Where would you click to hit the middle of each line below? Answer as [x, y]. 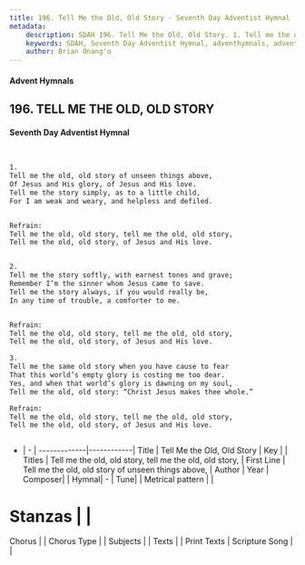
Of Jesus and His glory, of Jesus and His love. [103, 184]
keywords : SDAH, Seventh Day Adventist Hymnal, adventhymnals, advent [162, 43]
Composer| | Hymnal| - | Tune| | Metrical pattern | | [118, 480]
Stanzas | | [51, 516]
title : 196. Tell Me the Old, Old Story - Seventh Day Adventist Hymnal [150, 18]
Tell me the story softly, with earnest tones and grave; [121, 275]
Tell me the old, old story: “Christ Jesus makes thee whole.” [132, 392]
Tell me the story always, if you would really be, [109, 292]
